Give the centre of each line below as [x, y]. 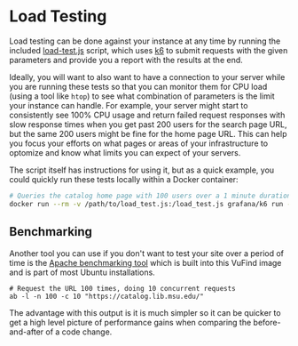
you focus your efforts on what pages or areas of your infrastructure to [139, 143]
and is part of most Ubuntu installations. [82, 272]
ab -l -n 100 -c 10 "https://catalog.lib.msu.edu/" [106, 296]
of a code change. [79, 332]
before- [267, 322]
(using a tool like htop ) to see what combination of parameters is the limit [142, 96]
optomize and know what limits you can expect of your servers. [125, 152]
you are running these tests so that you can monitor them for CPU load [138, 86]
